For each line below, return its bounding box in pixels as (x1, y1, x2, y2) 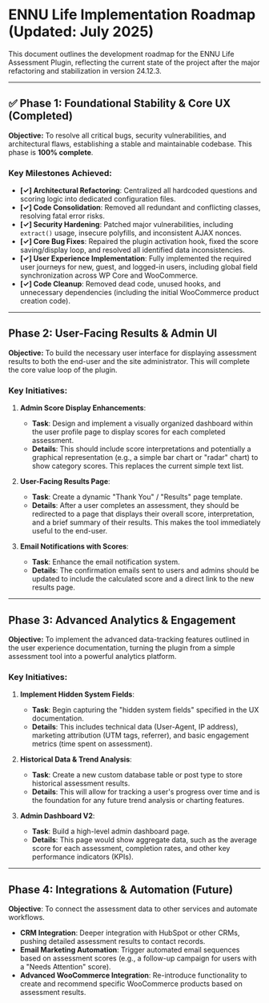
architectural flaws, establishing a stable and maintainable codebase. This (8, 138, 252, 149)
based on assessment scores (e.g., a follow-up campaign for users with (19, 953, 257, 963)
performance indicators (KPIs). (31, 852, 134, 861)
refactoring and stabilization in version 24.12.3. (8, 66, 162, 75)
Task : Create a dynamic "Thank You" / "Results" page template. (31, 492, 243, 501)
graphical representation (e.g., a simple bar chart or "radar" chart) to (31, 453, 259, 462)
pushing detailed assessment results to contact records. (19, 937, 206, 946)
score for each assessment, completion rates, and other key (31, 844, 231, 853)
